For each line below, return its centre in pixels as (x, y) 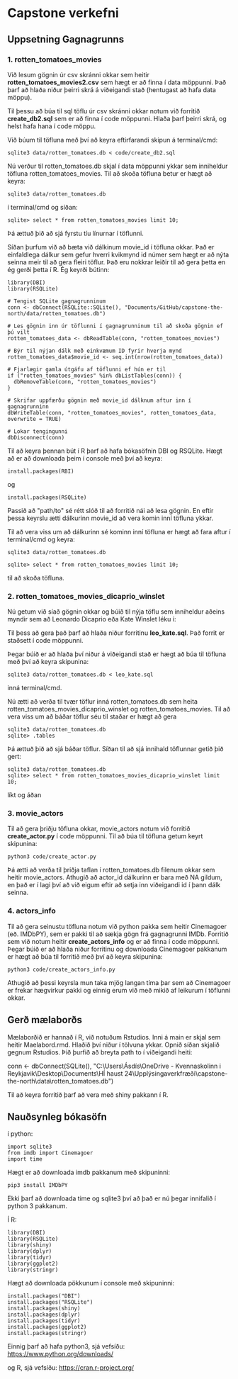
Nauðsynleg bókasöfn (57, 1116)
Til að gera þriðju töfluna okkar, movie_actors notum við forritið (99, 829)
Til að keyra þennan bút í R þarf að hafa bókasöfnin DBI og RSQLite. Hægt (115, 451)
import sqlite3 (30, 1147)
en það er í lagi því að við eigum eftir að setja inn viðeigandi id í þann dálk (114, 885)
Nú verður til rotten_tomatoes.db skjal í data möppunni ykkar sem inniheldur (118, 166)
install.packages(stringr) (47, 1334)
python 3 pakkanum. (38, 1206)
